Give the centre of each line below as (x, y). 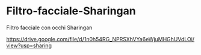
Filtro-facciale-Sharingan (71, 11)
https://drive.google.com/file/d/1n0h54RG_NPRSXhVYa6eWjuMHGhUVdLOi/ (100, 39)
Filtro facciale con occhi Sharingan (49, 27)
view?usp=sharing (29, 45)
